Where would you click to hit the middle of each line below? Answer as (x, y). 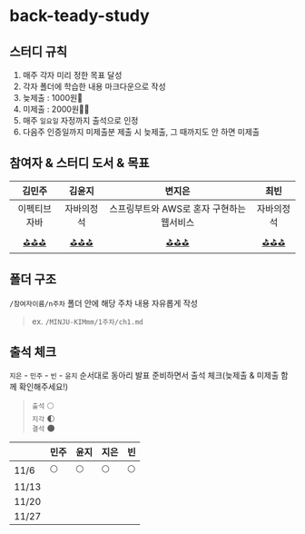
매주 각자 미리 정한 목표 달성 (72, 75)
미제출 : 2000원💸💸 (56, 109)
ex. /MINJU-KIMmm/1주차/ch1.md (87, 321)
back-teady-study (79, 16)
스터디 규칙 (39, 51)
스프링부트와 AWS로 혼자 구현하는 (177, 208)
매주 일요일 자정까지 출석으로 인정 (80, 120)
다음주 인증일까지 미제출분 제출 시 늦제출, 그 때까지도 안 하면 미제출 (141, 132)
